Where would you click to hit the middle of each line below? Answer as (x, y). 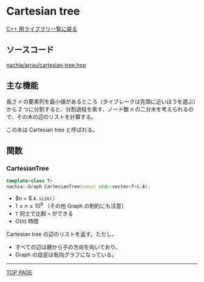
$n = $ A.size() (35, 198)
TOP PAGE (19, 272)
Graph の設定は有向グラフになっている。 (66, 255)
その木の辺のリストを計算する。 (57, 116)
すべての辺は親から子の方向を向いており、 (68, 247)
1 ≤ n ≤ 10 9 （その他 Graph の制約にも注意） (71, 205)
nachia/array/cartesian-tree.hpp (46, 65)
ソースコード (30, 50)
